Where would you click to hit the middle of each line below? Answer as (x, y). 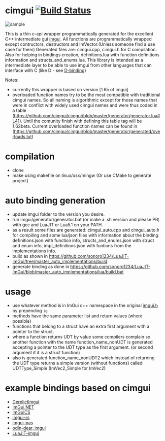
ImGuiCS (21, 412)
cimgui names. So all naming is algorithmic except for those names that (84, 100)
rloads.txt (22, 136)
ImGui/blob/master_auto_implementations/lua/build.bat (68, 271)
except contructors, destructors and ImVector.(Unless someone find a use (80, 44)
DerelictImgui (26, 402)
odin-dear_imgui (29, 428)
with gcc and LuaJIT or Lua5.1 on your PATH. (58, 225)
